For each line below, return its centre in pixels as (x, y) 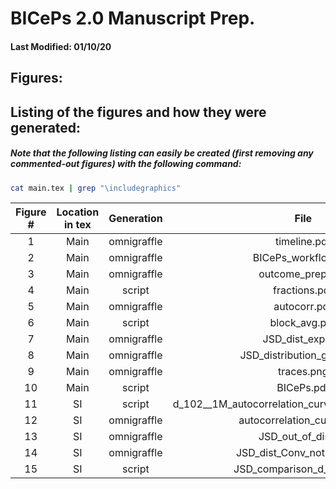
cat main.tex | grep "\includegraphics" (96, 188)
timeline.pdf (303, 242)
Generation (135, 219)
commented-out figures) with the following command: (126, 164)
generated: (46, 127)
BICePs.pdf (303, 388)
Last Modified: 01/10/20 (61, 46)
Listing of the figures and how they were (138, 112)
